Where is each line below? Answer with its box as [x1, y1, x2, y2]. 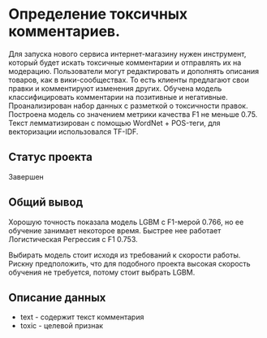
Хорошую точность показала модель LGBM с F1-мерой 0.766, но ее [8, 217, 244, 227]
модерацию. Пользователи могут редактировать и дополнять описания [8, 66, 260, 76]
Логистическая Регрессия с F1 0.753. [8, 234, 138, 244]
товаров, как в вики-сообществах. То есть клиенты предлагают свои [8, 75, 249, 84]
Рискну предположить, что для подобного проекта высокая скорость [8, 258, 251, 268]
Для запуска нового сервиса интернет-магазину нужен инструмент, [8, 49, 247, 58]
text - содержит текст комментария [19, 312, 144, 322]
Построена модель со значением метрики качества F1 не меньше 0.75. [8, 109, 258, 119]
